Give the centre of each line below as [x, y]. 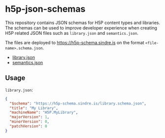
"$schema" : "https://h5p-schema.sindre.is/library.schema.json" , [78, 103]
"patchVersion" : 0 [29, 126]
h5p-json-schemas [45, 9]
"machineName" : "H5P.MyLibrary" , [44, 112]
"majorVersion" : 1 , [30, 117]
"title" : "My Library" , [34, 108]
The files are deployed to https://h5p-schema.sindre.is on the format [75, 42]
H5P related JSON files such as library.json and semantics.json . [72, 33]
